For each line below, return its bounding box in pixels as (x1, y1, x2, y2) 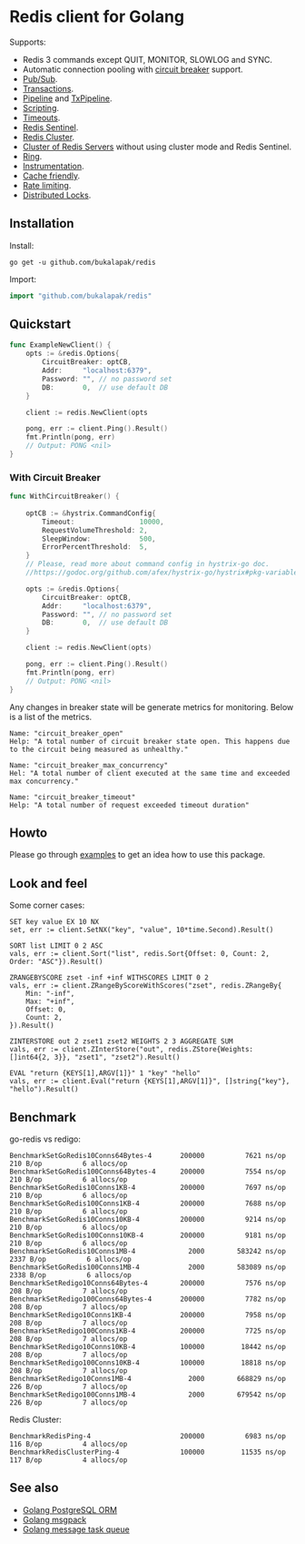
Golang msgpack (22, 1514, 87, 1525)
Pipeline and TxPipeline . (22, 93, 113, 104)
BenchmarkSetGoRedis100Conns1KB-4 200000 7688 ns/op (9, 1199, 286, 1208)
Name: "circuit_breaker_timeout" (9, 792, 136, 802)
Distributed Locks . (22, 189, 92, 200)
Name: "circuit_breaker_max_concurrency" (9, 760, 169, 770)
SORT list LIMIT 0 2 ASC (9, 941, 103, 950)
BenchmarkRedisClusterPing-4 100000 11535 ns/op (9, 1447, 286, 1458)
